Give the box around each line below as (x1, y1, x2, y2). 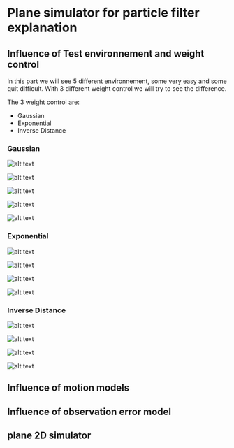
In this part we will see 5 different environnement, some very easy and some (7, 77, 227, 85)
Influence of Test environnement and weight (7, 48, 205, 59)
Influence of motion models (7, 382, 130, 394)
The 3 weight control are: (7, 98, 80, 106)
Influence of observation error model (7, 405, 172, 417)
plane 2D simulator (7, 430, 92, 442)
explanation (7, 20, 78, 36)
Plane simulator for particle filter (7, 5, 200, 21)
